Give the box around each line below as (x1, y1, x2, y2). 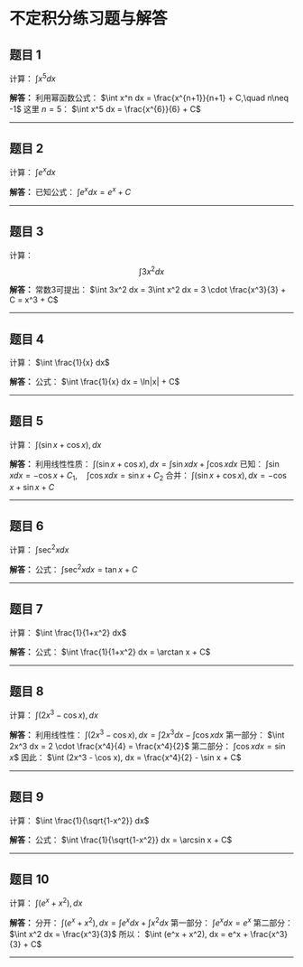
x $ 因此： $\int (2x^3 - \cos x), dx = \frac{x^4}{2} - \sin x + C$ (9, 751, 242, 763)
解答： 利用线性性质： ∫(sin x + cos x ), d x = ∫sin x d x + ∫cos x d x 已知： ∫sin (9, 458, 280, 470)
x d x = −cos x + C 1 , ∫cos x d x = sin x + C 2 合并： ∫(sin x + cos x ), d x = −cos (9, 470, 287, 483)
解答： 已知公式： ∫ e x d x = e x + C (9, 185, 132, 197)
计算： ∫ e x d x (9, 165, 56, 178)
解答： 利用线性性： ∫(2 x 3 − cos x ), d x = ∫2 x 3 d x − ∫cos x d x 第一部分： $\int (9, 728, 285, 740)
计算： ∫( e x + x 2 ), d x (9, 896, 83, 908)
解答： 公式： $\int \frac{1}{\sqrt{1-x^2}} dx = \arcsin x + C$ (9, 834, 233, 845)
